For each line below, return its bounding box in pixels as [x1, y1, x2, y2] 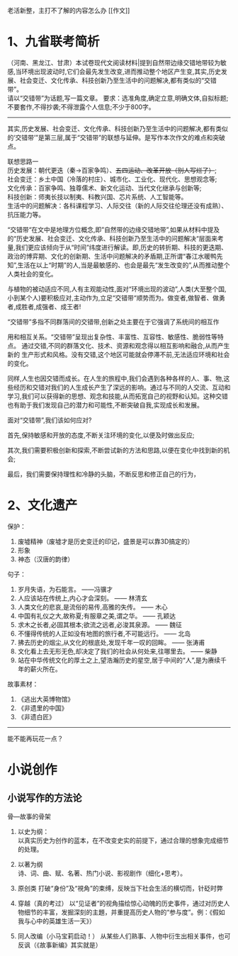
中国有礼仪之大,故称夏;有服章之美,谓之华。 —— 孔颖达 [17, 612, 176, 620]
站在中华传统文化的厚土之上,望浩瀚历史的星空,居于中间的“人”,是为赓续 [17, 656, 221, 664]
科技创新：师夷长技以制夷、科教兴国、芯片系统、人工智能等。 [7, 192, 188, 201]
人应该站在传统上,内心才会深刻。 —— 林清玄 [17, 594, 147, 602]
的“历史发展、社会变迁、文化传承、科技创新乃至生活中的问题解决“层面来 [7, 234, 218, 242]
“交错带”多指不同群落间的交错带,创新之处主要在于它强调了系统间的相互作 [7, 317, 220, 326]
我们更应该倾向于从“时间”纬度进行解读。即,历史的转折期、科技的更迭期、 [15, 243, 228, 252]
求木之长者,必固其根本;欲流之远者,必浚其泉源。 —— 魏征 [17, 620, 182, 629]
